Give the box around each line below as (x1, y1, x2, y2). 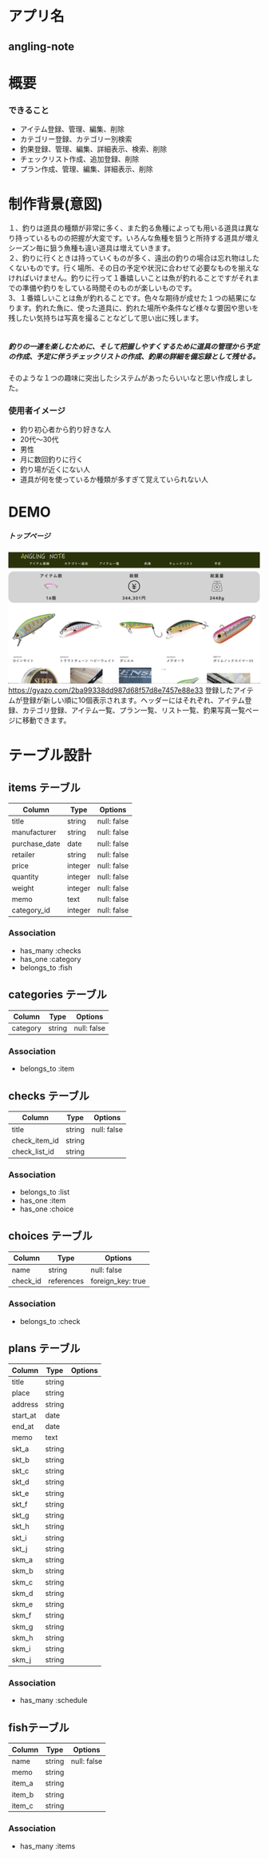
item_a (11, 1778, 34, 1788)
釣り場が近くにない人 (19, 465, 90, 474)
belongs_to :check (19, 1316, 81, 1326)
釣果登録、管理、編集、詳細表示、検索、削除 (19, 145, 168, 154)
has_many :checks (19, 945, 81, 955)
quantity (11, 872, 39, 882)
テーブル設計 (8, 747, 92, 764)
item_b (11, 1789, 34, 1799)
